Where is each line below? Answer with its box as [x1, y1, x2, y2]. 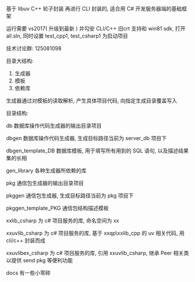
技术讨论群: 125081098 [6, 45, 62, 52]
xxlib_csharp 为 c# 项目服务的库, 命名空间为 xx [6, 217, 120, 224]
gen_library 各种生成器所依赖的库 [6, 167, 87, 174]
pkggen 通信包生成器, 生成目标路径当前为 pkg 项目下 [6, 192, 134, 199]
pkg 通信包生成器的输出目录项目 [6, 180, 84, 187]
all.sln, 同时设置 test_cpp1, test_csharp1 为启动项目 [6, 32, 128, 39]
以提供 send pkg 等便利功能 [6, 257, 73, 264]
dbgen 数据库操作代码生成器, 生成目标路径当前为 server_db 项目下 [6, 135, 167, 141]
